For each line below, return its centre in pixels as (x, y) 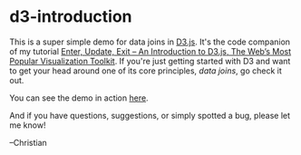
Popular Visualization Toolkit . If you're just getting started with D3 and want (150, 61)
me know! (28, 125)
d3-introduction (71, 17)
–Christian (28, 142)
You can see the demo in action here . (79, 98)
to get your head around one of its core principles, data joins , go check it (146, 71)
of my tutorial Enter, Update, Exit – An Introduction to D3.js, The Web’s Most (150, 51)
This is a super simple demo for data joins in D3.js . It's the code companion (150, 42)
